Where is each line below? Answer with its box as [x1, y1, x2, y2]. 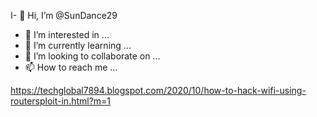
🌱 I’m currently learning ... [24, 40, 132, 51]
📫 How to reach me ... [24, 61, 118, 73]
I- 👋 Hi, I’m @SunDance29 [10, 10, 118, 21]
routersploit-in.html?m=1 [10, 95, 112, 107]
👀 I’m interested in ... [24, 29, 110, 40]
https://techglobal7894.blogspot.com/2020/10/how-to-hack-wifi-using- [10, 85, 307, 96]
